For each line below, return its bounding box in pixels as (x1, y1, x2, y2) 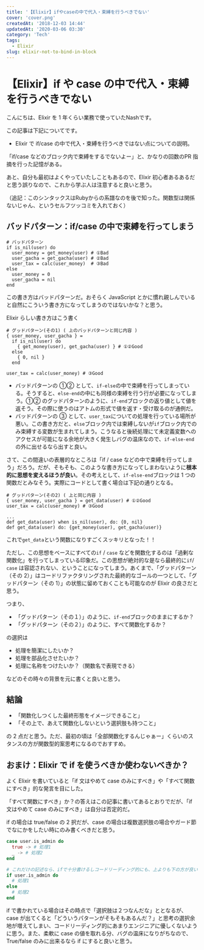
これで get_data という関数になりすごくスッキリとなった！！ (6, 536, 157, 543)
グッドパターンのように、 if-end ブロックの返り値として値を (47, 397, 197, 404)
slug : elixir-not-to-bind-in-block (6, 49, 97, 55)
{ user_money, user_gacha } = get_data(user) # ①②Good (6, 497, 151, 503)
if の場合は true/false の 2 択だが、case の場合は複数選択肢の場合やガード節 (6, 818, 197, 826)
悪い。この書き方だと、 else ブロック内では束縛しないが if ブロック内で (15, 420, 192, 427)
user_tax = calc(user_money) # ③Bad (12, 261, 109, 267)
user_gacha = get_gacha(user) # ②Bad (12, 255, 109, 261)
